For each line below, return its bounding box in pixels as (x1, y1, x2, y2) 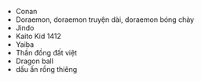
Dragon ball (15, 56, 53, 66)
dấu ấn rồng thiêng (15, 65, 78, 73)
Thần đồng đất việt (15, 48, 77, 57)
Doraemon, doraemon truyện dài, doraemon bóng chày (15, 15, 195, 24)
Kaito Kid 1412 (15, 31, 61, 41)
